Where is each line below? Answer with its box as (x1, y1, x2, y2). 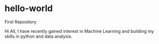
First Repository (4, 19, 37, 25)
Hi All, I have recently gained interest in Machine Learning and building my (4, 28, 155, 34)
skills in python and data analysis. (4, 33, 73, 39)
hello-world (4, 3, 53, 14)
